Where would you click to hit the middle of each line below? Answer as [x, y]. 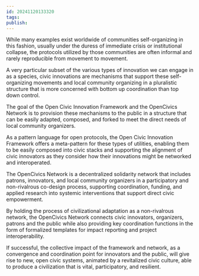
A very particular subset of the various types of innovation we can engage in [100, 70]
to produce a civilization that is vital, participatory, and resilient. [84, 267]
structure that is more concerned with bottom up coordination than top [93, 89]
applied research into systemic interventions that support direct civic [90, 193]
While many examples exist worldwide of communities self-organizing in [95, 40]
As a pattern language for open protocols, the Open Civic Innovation [90, 137]
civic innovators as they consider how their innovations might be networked [99, 156]
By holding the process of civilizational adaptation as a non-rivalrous [90, 211]
